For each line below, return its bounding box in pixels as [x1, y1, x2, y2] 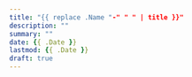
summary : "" [9, 29, 53, 38]
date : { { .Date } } [9, 37, 77, 47]
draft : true [9, 54, 53, 63]
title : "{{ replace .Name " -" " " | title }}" [9, 12, 184, 22]
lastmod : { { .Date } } [9, 46, 89, 55]
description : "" [9, 21, 69, 30]
